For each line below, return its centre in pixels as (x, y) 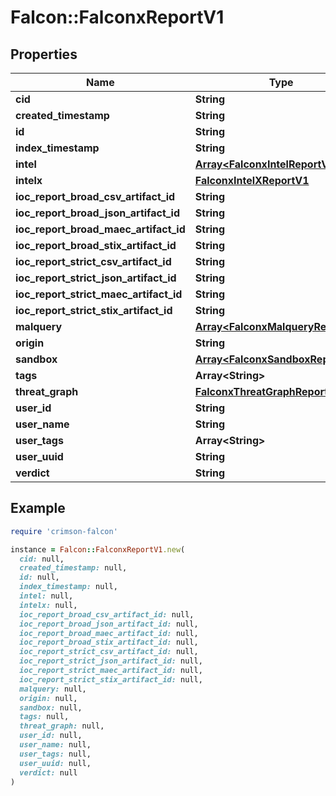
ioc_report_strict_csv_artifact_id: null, (109, 652)
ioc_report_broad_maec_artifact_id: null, (109, 633)
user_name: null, (55, 745)
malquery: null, (53, 689)
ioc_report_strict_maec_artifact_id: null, (111, 671)
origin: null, (48, 698)
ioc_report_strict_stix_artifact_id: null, (111, 679)
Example (38, 508)
